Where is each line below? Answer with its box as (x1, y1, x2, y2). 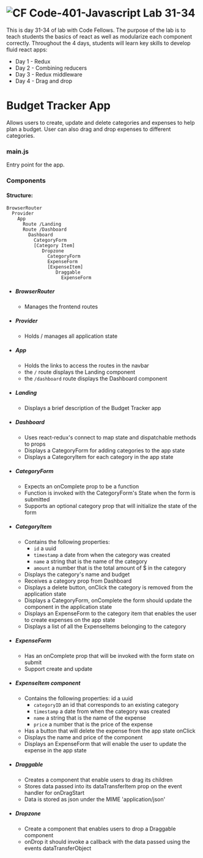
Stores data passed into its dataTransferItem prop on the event (24, 782, 182, 789)
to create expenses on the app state (24, 616, 116, 624)
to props (24, 441, 46, 448)
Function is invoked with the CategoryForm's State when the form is (24, 490, 196, 497)
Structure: (6, 192, 34, 199)
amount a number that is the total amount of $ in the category (33, 564, 186, 572)
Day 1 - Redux (15, 58, 51, 65)
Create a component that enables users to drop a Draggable (24, 825, 176, 832)
